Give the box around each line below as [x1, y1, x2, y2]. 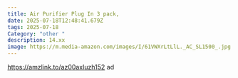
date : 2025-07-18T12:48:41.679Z [7, 17, 103, 24]
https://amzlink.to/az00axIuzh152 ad [7, 63, 115, 71]
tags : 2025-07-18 [7, 23, 59, 30]
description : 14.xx [7, 37, 66, 44]
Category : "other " [7, 30, 66, 38]
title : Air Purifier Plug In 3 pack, [7, 10, 120, 18]
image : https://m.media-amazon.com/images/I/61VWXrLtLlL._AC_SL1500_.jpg [7, 43, 232, 50]
